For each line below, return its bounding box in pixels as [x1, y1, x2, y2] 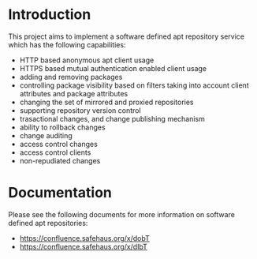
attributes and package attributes [19, 88, 128, 98]
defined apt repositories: [8, 218, 88, 227]
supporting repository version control [19, 105, 141, 115]
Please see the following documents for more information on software [8, 209, 235, 219]
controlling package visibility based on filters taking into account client [19, 81, 250, 90]
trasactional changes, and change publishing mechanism [19, 114, 205, 123]
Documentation [8, 184, 113, 202]
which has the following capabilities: [8, 39, 126, 49]
